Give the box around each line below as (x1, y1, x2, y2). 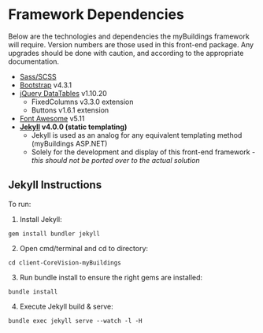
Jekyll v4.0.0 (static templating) (19, 122, 128, 131)
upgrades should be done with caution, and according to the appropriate (8, 48, 244, 57)
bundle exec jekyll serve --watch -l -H (8, 316, 143, 324)
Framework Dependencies (8, 6, 185, 24)
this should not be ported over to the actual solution (31, 155, 200, 165)
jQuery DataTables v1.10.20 (19, 88, 108, 98)
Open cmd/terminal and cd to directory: (19, 243, 148, 253)
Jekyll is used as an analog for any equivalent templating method (31, 130, 243, 139)
